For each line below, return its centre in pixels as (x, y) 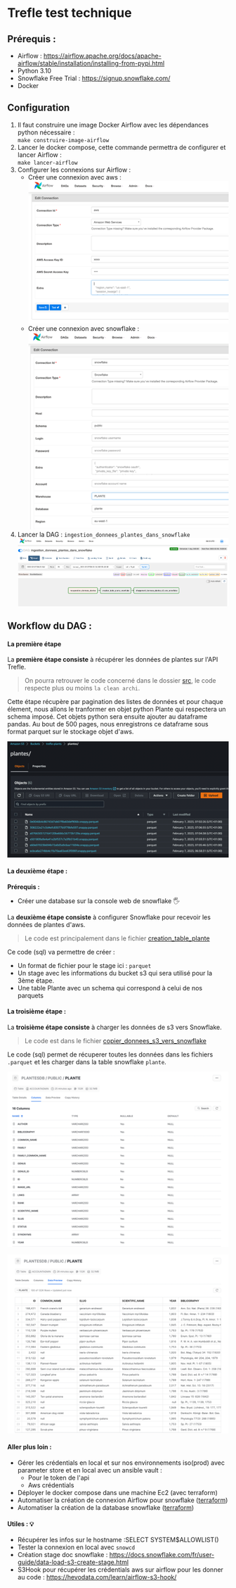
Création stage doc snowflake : (63, 1555)
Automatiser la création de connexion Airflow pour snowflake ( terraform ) (123, 1500)
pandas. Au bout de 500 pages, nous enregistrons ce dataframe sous (108, 724)
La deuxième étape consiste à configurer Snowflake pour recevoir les (109, 917)
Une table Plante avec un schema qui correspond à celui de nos (110, 988)
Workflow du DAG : (50, 626)
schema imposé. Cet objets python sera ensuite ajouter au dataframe (107, 717)
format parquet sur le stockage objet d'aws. (71, 732)
